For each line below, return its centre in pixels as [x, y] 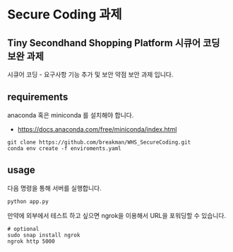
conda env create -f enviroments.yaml [64, 148]
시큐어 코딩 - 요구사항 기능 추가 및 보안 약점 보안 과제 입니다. [90, 74]
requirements [38, 97]
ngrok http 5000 [31, 241]
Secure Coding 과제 [65, 15]
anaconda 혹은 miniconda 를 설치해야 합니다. [71, 115]
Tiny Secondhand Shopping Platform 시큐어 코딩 [114, 43]
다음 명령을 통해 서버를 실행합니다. [54, 188]
